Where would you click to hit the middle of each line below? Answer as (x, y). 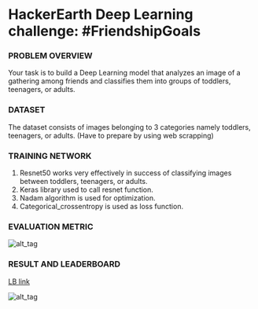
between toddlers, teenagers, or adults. (83, 182)
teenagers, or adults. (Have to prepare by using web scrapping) (111, 135)
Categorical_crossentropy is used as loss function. (101, 207)
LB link (19, 281)
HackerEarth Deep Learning (101, 15)
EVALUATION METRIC (51, 227)
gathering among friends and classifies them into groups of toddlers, (120, 81)
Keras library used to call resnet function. (86, 189)
